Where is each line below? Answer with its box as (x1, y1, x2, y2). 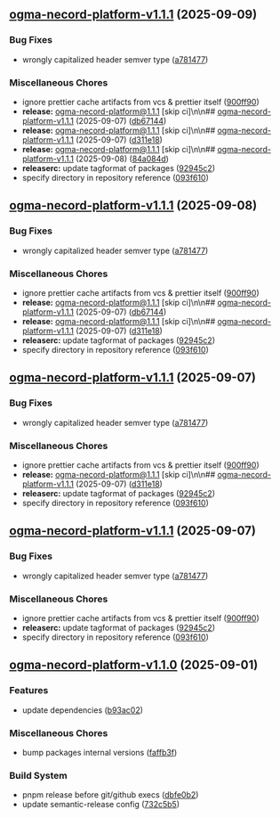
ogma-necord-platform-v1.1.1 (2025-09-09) (9, 7, 258, 22)
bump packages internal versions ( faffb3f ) (21, 747, 178, 757)
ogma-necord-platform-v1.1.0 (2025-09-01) (9, 658, 259, 673)
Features (9, 684, 49, 697)
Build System (9, 769, 68, 781)
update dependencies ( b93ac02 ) (21, 704, 144, 716)
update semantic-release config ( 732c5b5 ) (21, 799, 180, 810)
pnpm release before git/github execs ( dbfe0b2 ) (21, 789, 199, 800)
